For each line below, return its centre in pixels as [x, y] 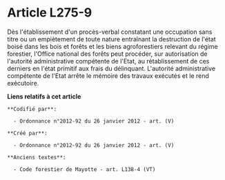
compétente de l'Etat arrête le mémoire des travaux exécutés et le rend [108, 76]
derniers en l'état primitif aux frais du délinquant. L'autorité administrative [111, 68]
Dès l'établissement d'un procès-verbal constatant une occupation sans [110, 32]
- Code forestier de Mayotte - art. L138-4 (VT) [85, 169]
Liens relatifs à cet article [44, 96]
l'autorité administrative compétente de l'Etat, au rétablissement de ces [108, 61]
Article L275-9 [50, 13]
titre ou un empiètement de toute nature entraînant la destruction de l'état [111, 39]
